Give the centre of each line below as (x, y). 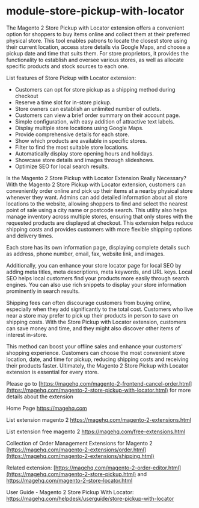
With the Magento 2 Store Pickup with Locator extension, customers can (96, 184)
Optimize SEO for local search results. (62, 166)
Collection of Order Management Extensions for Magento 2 (80, 443)
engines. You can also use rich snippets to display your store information (96, 284)
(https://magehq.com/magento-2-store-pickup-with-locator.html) (87, 390)
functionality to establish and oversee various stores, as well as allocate (95, 60)
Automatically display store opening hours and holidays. (84, 153)
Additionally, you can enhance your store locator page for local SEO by (94, 265)
